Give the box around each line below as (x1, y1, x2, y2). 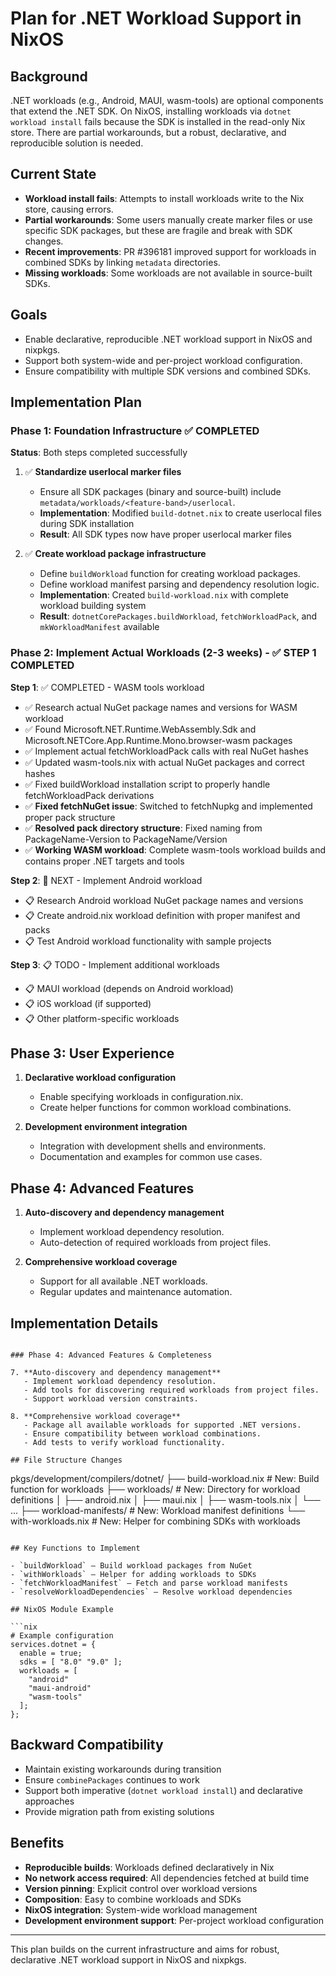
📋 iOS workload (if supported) (24, 997, 152, 1009)
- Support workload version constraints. (23, 1394, 199, 1404)
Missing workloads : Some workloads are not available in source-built (24, 267, 313, 279)
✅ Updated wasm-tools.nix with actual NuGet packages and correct (24, 756, 305, 768)
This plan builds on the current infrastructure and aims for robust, (10, 1943, 280, 1955)
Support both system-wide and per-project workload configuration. (24, 354, 303, 366)
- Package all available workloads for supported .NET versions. (23, 1420, 302, 1431)
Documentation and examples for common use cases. (39, 1151, 263, 1163)
